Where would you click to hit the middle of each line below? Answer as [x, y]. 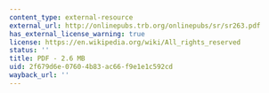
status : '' [29, 50]
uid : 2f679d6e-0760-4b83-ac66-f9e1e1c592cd [91, 67]
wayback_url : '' [39, 75]
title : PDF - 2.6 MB [48, 58]
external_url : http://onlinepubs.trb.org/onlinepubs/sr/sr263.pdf [135, 26]
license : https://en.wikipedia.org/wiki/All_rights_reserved [125, 42]
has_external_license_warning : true [77, 34]
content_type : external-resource [71, 17]
